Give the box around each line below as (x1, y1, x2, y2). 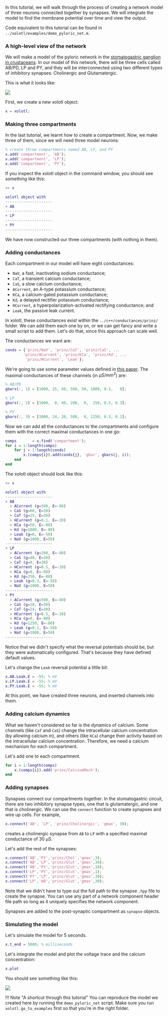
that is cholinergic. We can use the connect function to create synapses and (5, 806, 161, 812)
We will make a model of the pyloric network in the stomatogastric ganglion (5, 54, 161, 60)
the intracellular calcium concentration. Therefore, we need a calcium (5, 738, 149, 744)
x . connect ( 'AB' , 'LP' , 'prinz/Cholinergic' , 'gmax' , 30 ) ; (5, 821, 129, 826)
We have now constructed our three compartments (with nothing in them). (5, 236, 159, 242)
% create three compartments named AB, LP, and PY (5, 147, 113, 153)
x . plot (5, 966, 19, 971)
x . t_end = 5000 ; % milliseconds (5, 942, 73, 947)
